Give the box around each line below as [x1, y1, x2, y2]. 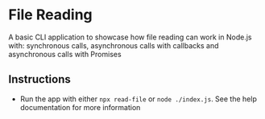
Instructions [8, 72, 71, 86]
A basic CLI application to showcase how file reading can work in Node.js [8, 32, 252, 42]
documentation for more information [19, 102, 141, 112]
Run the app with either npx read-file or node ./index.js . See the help [19, 94, 258, 104]
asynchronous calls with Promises [8, 49, 122, 59]
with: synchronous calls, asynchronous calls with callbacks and [8, 40, 219, 50]
